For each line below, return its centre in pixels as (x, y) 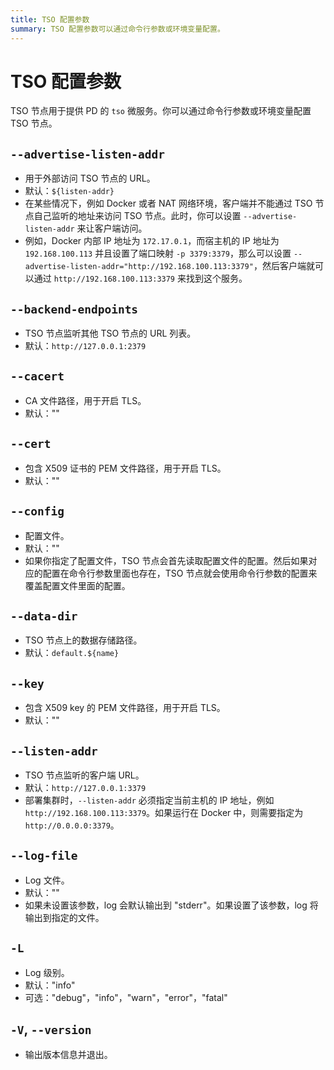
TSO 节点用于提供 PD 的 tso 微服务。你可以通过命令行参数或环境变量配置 (161, 111)
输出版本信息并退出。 (68, 1055)
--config (37, 511)
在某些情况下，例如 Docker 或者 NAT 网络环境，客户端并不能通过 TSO (168, 203)
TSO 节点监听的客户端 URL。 (84, 775)
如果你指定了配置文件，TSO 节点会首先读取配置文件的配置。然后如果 (166, 560)
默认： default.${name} (72, 653)
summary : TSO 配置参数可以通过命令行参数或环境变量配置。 (117, 29)
